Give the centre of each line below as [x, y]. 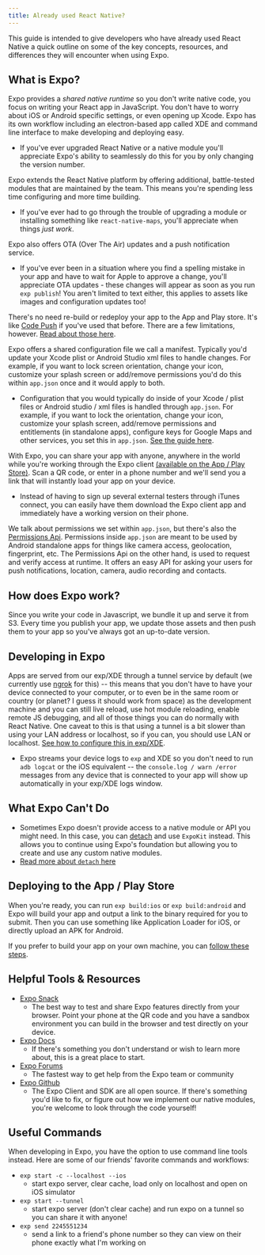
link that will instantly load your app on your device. [92, 481]
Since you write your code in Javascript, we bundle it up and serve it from [129, 615]
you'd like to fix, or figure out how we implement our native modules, [143, 1099]
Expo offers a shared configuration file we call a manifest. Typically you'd [128, 349]
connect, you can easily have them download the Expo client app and [133, 505]
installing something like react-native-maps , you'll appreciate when [129, 221]
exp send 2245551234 [53, 1226]
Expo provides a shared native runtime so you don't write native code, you [130, 99]
